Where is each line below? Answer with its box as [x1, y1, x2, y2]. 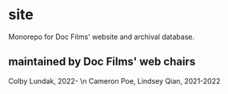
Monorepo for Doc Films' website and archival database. [8, 32, 195, 41]
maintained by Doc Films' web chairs [8, 55, 196, 69]
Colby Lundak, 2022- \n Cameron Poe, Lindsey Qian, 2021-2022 [8, 76, 221, 85]
